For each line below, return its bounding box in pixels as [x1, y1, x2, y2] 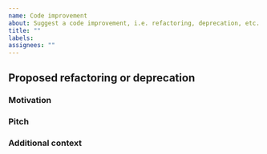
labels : [8, 34, 34, 42]
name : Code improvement [8, 11, 88, 20]
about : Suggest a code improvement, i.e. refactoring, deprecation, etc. [8, 19, 261, 27]
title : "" [8, 26, 42, 34]
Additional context [8, 137, 83, 148]
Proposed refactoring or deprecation [8, 71, 196, 85]
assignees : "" [8, 41, 56, 49]
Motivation [8, 95, 52, 106]
